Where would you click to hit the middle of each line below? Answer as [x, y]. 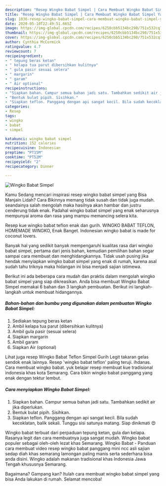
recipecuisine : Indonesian [33, 148]
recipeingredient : [24, 56]
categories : [17, 107]
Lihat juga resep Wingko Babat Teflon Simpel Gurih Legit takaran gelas [77, 357]
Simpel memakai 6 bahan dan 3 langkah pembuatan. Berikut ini [69, 286]
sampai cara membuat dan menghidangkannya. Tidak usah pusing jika [77, 256]
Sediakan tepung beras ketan [42, 321]
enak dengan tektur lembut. [33, 378]
